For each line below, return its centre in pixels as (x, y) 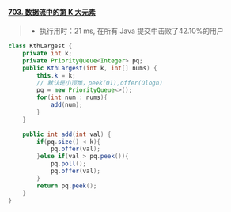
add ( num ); (66, 105)
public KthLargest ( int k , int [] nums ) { (90, 68)
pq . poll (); (68, 164)
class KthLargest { (40, 46)
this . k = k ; (57, 75)
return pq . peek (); (67, 186)
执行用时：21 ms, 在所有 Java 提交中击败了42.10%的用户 (131, 31)
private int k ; (47, 54)
